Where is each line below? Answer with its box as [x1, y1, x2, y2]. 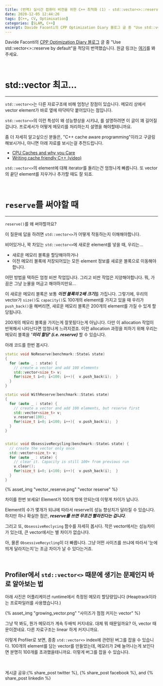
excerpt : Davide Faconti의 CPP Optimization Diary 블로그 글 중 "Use [5, 25, 143, 30]
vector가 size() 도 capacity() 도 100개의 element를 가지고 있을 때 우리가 [5, 297, 144, 303]
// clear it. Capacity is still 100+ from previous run [14, 459, 130, 465]
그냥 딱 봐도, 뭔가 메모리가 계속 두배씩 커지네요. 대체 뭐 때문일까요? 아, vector [5, 620, 151, 626]
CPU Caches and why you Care [12, 150, 75, 156]
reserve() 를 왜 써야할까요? [5, 221, 57, 227]
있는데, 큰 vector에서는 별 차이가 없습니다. [10, 529, 90, 535]
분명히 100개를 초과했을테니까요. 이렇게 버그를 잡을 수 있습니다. [10, 649, 130, 655]
